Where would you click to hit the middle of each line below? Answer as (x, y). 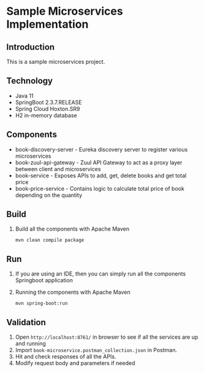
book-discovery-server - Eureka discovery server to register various (101, 149)
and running (30, 344)
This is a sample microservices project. (56, 62)
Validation (26, 322)
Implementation (47, 24)
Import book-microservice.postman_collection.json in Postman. (96, 350)
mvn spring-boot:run (41, 304)
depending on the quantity (49, 195)
